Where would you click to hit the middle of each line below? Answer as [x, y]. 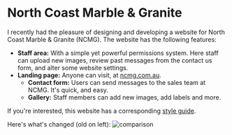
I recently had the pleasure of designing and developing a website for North [116, 32]
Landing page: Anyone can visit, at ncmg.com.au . [89, 75]
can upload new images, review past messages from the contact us [115, 60]
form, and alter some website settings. [73, 67]
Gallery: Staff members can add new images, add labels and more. [124, 97]
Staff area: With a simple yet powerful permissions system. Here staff [118, 53]
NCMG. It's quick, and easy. [68, 90]
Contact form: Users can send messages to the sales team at [117, 82]
